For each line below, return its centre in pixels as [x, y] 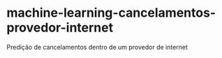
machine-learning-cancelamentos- [111, 13]
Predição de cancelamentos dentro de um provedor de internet [97, 47]
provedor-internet [60, 28]
